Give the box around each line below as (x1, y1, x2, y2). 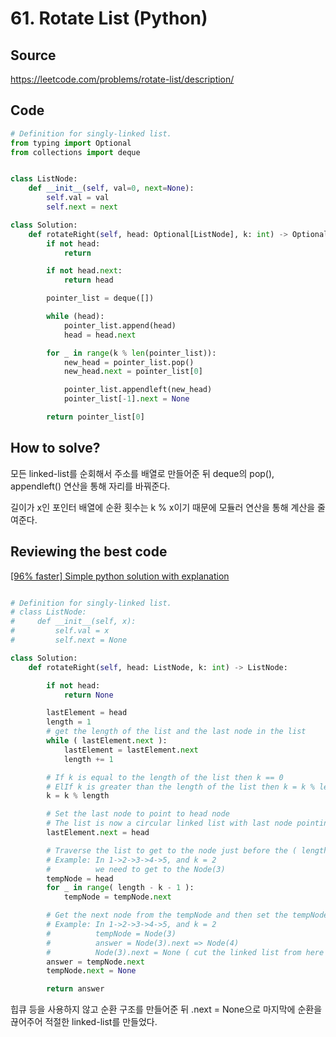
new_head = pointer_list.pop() (63, 357, 195, 367)
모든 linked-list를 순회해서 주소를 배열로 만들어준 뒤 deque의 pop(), (10, 467, 275, 479)
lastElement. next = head (46, 828, 150, 838)
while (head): (46, 312, 105, 322)
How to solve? (10, 440, 101, 457)
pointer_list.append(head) (63, 320, 177, 331)
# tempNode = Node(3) (46, 928, 177, 939)
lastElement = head (46, 708, 128, 718)
